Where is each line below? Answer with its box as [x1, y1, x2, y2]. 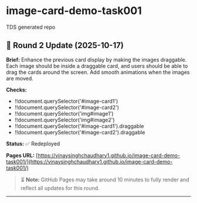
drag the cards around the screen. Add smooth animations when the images [6, 69, 190, 76]
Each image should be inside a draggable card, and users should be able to [6, 62, 188, 69]
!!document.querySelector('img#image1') [14, 110, 114, 117]
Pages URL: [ [6, 151, 38, 159]
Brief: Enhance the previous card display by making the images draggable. [6, 56, 187, 63]
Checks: [6, 86, 28, 93]
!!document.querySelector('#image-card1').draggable [14, 122, 144, 130]
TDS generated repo [6, 23, 56, 31]
